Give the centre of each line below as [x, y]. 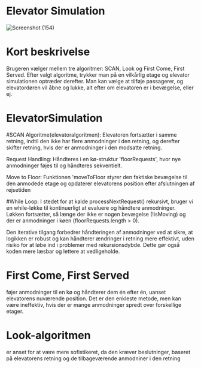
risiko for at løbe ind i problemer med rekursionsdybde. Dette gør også [93, 245]
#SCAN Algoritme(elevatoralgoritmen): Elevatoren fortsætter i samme [92, 135]
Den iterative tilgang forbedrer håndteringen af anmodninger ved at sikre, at [100, 232]
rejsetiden [19, 189]
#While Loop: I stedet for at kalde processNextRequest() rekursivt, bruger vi [100, 201]
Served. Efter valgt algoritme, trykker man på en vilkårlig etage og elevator [98, 75]
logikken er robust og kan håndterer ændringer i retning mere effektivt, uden [100, 239]
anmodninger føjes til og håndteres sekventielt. [64, 165]
